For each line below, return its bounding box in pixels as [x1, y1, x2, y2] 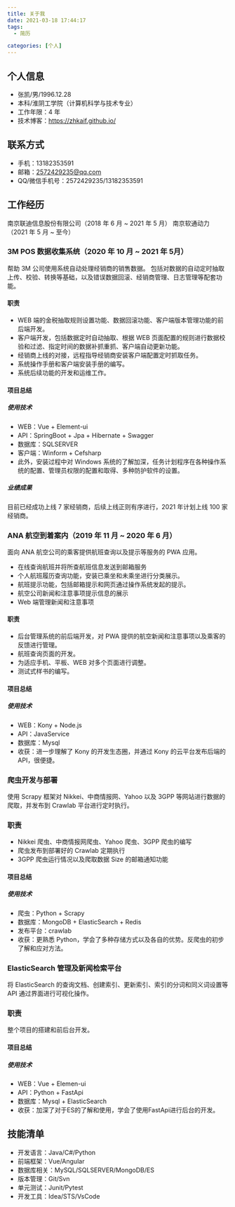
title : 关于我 [7, 10, 46, 18]
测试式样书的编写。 [17, 667, 74, 675]
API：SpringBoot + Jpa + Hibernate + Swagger [17, 431, 154, 439]
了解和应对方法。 [17, 944, 67, 952]
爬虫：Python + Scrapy [17, 909, 85, 917]
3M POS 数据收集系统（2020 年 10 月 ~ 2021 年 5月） [7, 247, 188, 257]
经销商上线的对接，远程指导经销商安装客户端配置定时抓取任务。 [17, 351, 202, 360]
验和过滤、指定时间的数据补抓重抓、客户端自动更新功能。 [17, 342, 184, 351]
